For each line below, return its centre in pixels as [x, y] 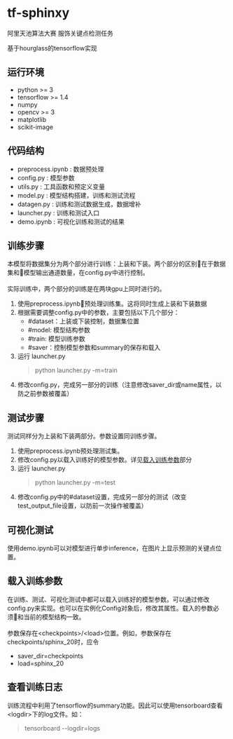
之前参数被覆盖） [48, 393]
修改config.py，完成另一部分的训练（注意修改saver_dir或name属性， [116, 385]
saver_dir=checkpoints [50, 656]
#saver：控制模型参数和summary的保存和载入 [94, 348]
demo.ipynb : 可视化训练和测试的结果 [71, 222]
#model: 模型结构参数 [59, 330]
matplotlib [32, 119]
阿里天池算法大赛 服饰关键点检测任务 [60, 33]
